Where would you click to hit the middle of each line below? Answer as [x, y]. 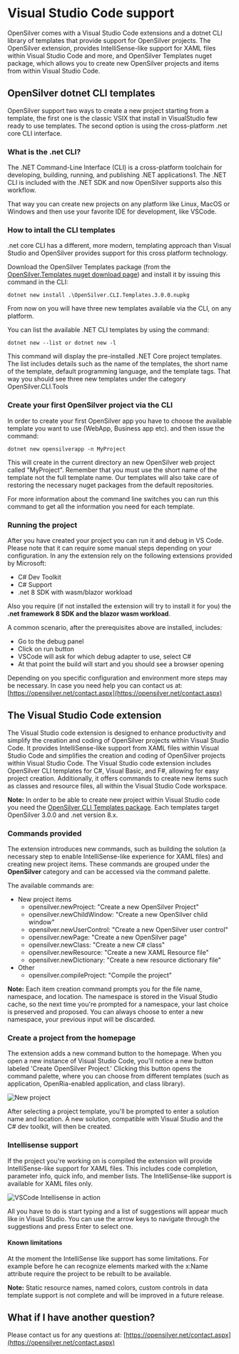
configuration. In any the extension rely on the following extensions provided [120, 556]
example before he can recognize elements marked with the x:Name [108, 1266]
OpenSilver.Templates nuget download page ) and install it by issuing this [114, 275]
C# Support [35, 584]
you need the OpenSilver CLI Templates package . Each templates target [113, 807]
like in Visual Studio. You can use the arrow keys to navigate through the [113, 1218]
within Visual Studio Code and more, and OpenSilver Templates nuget [110, 56]
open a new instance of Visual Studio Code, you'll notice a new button [111, 1061]
